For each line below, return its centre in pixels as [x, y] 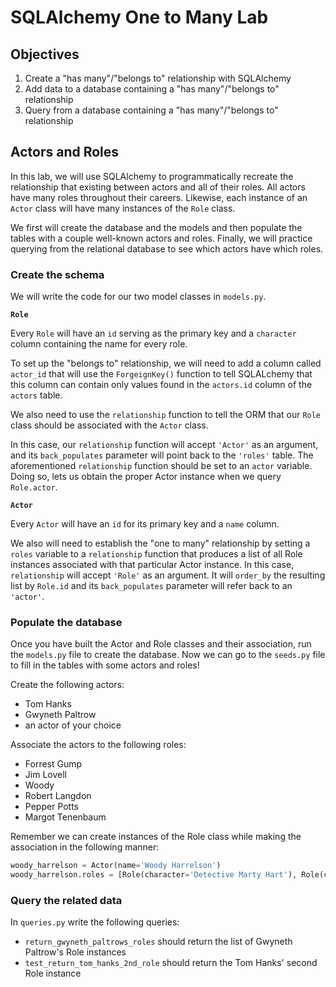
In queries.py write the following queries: [95, 922]
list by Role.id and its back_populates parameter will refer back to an [151, 586]
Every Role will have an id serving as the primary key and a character [153, 333]
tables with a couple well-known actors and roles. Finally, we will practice [161, 238]
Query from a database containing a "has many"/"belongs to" [151, 110]
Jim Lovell [45, 775]
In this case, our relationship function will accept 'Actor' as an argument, [164, 445]
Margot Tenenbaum [65, 817]
